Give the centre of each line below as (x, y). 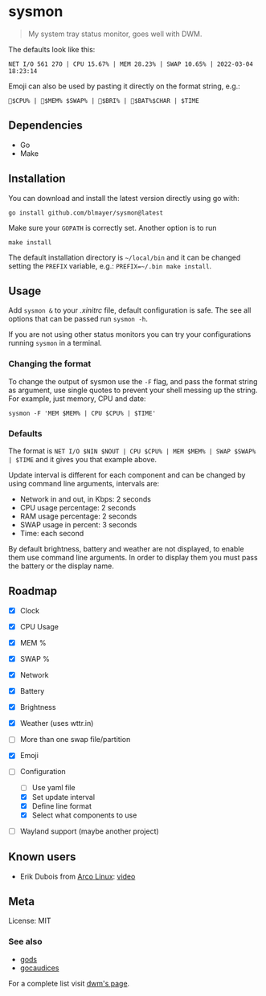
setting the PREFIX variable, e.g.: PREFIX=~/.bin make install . (110, 266)
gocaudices (39, 968)
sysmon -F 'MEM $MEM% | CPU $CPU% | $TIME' (82, 413)
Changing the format (50, 364)
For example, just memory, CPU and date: (77, 398)
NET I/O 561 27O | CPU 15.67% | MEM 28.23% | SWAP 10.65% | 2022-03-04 (131, 64)
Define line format (62, 805)
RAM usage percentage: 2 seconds (78, 516)
